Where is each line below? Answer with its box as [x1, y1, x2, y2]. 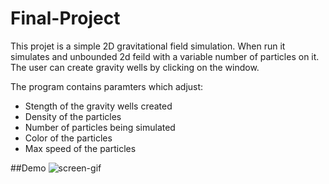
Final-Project [10, 7, 121, 30]
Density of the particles [24, 110, 122, 122]
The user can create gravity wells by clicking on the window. [10, 61, 260, 73]
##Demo [10, 162, 47, 174]
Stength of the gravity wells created [24, 100, 173, 112]
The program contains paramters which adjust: [10, 80, 204, 92]
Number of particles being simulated [24, 121, 176, 133]
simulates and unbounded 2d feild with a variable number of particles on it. [10, 50, 320, 62]
